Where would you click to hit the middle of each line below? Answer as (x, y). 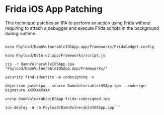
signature (15, 90)
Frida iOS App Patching (54, 9)
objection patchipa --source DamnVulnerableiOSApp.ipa (63, 86)
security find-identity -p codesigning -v (50, 77)
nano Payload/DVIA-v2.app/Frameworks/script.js (55, 56)
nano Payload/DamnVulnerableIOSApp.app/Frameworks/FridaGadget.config (80, 47)
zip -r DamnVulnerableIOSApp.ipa (40, 64)
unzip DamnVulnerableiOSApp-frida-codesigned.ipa (58, 99)
